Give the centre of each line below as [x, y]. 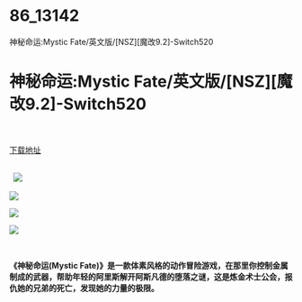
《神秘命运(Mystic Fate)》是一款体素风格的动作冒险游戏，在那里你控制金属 [149, 265]
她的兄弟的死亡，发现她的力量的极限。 [88, 288]
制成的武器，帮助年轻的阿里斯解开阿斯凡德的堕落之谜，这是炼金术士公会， [147, 277]
